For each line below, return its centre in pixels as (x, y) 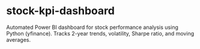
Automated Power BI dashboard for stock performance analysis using (92, 27)
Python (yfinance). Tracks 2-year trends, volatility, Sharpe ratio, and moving (100, 33)
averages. (19, 40)
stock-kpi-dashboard (61, 11)
